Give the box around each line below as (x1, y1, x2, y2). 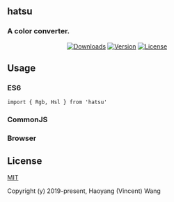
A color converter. (7, 26, 70, 36)
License (7, 155, 42, 167)
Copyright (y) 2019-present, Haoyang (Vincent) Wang (7, 187, 161, 195)
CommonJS (7, 115, 48, 124)
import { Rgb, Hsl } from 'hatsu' (7, 99, 108, 106)
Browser (7, 133, 37, 143)
